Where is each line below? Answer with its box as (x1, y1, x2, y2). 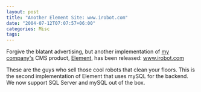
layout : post (6, 8, 39, 15)
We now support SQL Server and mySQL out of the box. (6, 79, 145, 87)
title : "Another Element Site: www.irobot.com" (6, 15, 129, 21)
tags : (6, 31, 20, 38)
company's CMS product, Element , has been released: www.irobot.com (6, 54, 184, 62)
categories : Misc (6, 25, 50, 32)
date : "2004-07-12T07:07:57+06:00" (6, 20, 96, 26)
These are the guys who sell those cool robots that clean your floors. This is (6, 66, 195, 73)
